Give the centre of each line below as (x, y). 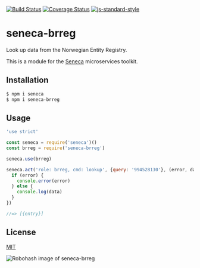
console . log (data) (40, 192)
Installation (27, 80)
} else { (22, 186)
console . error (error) (43, 181)
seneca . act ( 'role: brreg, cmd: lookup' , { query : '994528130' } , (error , (97, 170)
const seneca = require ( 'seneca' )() (51, 143)
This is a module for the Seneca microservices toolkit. (72, 61)
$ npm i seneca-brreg (33, 99)
